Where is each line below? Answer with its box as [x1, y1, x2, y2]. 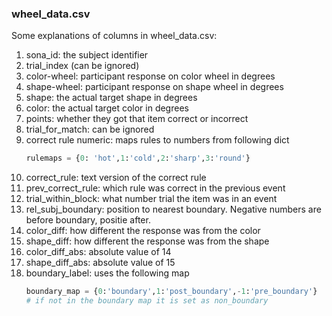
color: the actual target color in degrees [25, 102, 189, 114]
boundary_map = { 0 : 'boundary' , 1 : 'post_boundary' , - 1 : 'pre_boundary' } [25, 287, 318, 297]
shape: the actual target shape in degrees [25, 92, 198, 104]
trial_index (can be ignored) [25, 60, 140, 72]
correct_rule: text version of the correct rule [25, 172, 207, 184]
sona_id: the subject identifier [25, 49, 149, 61]
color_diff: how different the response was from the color [25, 225, 261, 237]
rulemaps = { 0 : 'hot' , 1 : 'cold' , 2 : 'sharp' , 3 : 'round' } [25, 153, 251, 164]
